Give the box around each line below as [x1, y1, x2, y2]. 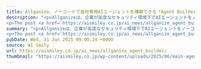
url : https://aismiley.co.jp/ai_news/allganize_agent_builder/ [6, 48, 167, 54]
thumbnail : [6, 53, 33, 59]
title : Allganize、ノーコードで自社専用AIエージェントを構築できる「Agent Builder [6, 8, 196, 15]
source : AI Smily [6, 43, 50, 49]
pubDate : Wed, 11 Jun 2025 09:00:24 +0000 [6, 37, 114, 43]
